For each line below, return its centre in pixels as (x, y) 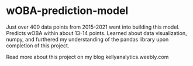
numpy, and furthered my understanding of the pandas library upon (87, 39)
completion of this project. (38, 46)
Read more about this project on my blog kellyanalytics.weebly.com (87, 57)
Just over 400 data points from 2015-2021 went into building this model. (93, 27)
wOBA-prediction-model (67, 11)
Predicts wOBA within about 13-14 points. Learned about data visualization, (96, 33)
